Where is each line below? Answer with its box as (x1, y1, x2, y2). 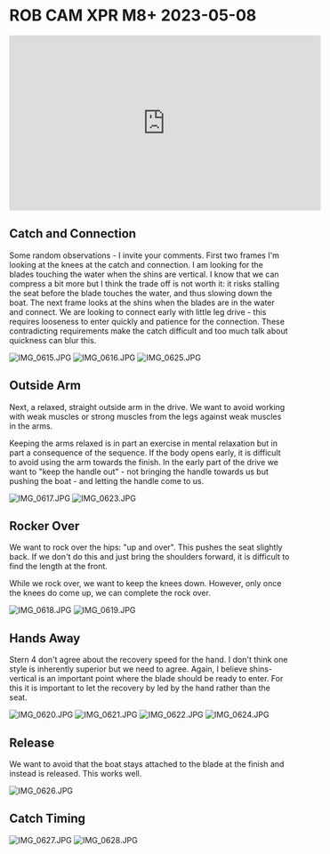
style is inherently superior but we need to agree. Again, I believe (9, 664, 247, 674)
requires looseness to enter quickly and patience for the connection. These (9, 316, 285, 326)
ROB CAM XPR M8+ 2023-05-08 (9, 5, 257, 26)
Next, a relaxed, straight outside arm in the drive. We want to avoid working (9, 401, 286, 412)
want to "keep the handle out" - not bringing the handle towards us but (9, 466, 270, 477)
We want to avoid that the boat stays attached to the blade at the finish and (9, 759, 285, 769)
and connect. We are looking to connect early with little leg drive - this (9, 306, 267, 317)
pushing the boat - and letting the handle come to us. (9, 475, 205, 486)
